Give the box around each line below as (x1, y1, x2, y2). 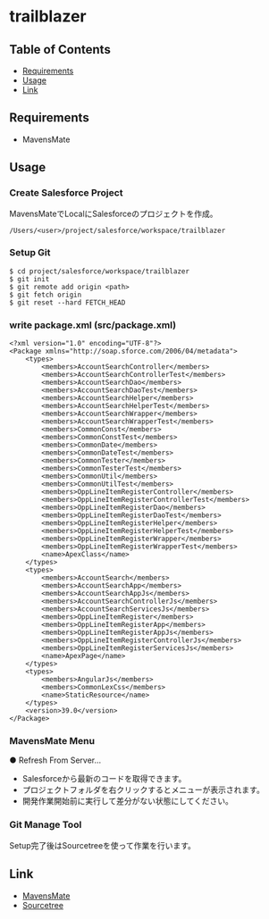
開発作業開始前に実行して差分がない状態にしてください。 (21, 796, 234, 806)
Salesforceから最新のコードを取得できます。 (21, 773, 187, 784)
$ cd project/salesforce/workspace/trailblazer (9, 266, 190, 276)
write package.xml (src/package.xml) (9, 319, 177, 331)
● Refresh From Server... (9, 755, 102, 765)
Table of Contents (9, 42, 112, 57)
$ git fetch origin (9, 290, 82, 299)
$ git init (9, 274, 50, 283)
